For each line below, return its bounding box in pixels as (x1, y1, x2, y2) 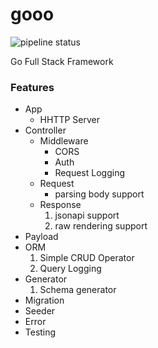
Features (10, 80, 55, 94)
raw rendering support (54, 220, 148, 232)
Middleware (39, 135, 89, 147)
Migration (24, 294, 65, 307)
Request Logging (54, 167, 126, 179)
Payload (24, 231, 59, 243)
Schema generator (39, 284, 117, 296)
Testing (24, 326, 57, 338)
